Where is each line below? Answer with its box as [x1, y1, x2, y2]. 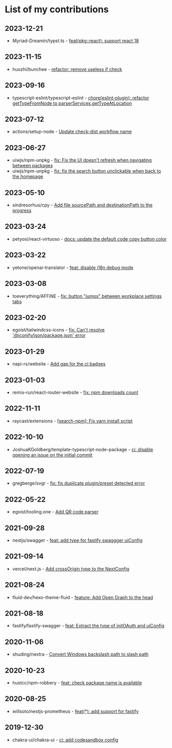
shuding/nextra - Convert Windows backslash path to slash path [12, 651, 149, 658]
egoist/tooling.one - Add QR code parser [12, 509, 99, 515]
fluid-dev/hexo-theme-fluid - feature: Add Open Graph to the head [12, 594, 154, 600]
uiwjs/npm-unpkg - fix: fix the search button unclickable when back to [12, 168, 161, 174]
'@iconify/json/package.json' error [12, 332, 86, 338]
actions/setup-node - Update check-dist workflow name [12, 128, 132, 135]
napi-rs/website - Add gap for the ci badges [12, 361, 106, 367]
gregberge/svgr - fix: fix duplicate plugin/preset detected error [12, 480, 145, 486]
